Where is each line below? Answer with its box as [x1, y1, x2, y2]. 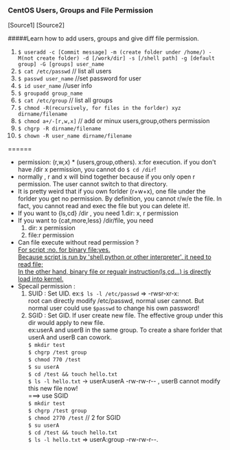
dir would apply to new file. [27, 319, 105, 327]
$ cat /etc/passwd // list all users [17, 67, 112, 76]
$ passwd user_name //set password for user [17, 74, 141, 82]
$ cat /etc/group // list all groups [17, 96, 113, 104]
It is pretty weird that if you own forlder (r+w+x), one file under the [17, 188, 206, 196]
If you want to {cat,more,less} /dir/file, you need [17, 216, 154, 225]
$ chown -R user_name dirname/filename [17, 133, 133, 139]
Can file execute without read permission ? [17, 238, 139, 247]
